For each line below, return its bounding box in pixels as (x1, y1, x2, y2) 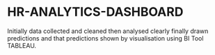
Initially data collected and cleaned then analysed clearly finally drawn (7, 27, 209, 35)
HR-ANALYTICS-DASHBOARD (7, 4, 184, 20)
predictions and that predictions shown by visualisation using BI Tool (7, 34, 204, 42)
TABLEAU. (7, 41, 37, 49)
